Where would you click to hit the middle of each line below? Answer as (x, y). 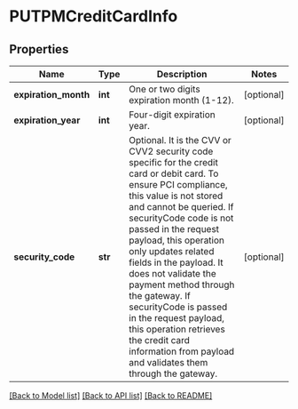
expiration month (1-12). (181, 100)
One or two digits (165, 89)
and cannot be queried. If (181, 207)
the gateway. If (159, 296)
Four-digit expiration (172, 115)
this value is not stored (176, 196)
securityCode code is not (181, 218)
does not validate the (172, 273)
